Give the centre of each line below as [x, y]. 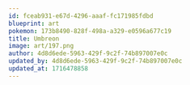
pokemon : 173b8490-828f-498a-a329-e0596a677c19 [90, 31]
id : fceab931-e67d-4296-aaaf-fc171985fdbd [81, 16]
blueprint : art [34, 23]
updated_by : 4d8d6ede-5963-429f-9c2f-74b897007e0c [95, 62]
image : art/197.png [41, 46]
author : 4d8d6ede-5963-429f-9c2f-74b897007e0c [88, 53]
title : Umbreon [34, 38]
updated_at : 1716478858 [49, 69]
